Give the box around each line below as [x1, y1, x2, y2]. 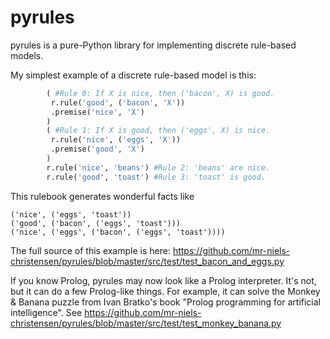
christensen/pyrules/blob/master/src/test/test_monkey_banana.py [10, 317, 282, 329]
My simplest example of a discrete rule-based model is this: [10, 69, 257, 81]
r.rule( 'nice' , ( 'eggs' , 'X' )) [50, 135, 182, 145]
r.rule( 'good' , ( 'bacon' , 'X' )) [50, 97, 186, 108]
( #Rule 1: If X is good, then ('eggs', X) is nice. [46, 126, 271, 136]
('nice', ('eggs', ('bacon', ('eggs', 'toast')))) [10, 227, 226, 237]
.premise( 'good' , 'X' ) [50, 144, 145, 155]
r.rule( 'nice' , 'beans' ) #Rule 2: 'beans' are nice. [46, 162, 271, 173]
